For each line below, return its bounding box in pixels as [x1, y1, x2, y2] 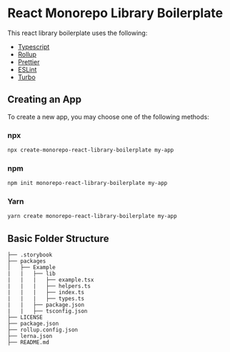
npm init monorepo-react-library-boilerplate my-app [7, 180, 168, 187]
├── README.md [7, 339, 50, 346]
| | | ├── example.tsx [7, 276, 94, 283]
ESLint [17, 65, 37, 74]
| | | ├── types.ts [7, 295, 84, 303]
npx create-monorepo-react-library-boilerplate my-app [7, 146, 174, 154]
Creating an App [7, 94, 82, 106]
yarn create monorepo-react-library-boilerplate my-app [7, 213, 177, 220]
